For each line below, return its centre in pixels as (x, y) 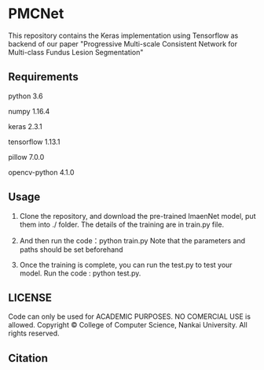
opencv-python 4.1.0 (41, 172)
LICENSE (30, 297)
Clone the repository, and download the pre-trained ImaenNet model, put (137, 216)
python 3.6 (26, 96)
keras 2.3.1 (26, 126)
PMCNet (36, 14)
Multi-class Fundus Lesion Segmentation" (76, 52)
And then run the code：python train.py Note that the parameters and (132, 240)
